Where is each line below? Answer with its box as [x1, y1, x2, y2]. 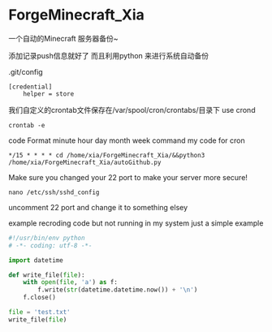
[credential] [8, 83, 53, 91]
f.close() [23, 294, 57, 302]
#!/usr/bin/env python [8, 234, 85, 242]
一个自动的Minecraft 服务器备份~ [8, 33, 119, 43]
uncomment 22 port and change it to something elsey [8, 202, 188, 212]
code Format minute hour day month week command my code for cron [8, 136, 245, 145]
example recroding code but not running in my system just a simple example [8, 218, 264, 228]
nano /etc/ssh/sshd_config [8, 188, 100, 196]
